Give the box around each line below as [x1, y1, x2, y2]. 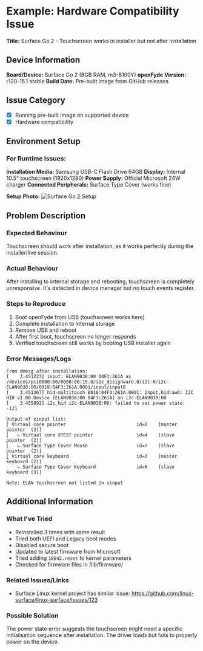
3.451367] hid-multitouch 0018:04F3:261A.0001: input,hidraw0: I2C [19, 389, 194, 396]
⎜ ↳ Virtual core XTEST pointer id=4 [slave [6, 432, 175, 438]
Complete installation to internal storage [15, 320, 115, 327]
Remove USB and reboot [15, 326, 77, 334]
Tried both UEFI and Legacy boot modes [15, 535, 116, 542]
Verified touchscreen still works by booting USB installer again [15, 339, 171, 346]
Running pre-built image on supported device [15, 111, 129, 119]
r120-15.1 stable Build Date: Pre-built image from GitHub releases [6, 77, 168, 84]
